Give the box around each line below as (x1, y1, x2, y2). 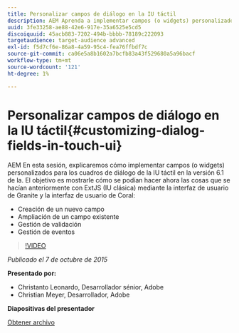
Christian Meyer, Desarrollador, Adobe (17, 290, 130, 299)
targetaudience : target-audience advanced (7, 37, 135, 44)
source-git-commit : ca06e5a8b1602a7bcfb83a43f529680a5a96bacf (7, 51, 196, 58)
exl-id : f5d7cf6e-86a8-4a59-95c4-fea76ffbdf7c (7, 43, 148, 51)
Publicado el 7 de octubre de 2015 (7, 255, 108, 264)
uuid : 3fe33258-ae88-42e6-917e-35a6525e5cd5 (7, 24, 142, 31)
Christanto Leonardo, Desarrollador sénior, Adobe (17, 283, 164, 292)
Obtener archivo (7, 318, 55, 327)
